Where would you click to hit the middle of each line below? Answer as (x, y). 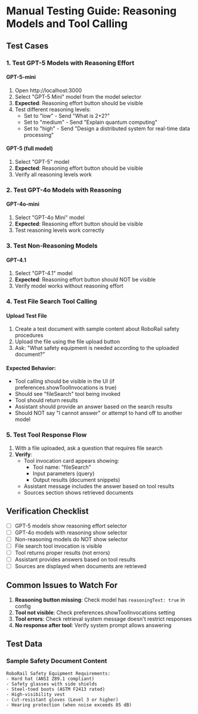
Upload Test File (27, 316)
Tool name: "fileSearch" (62, 467)
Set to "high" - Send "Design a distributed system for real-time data (107, 128)
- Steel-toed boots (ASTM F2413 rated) (56, 689)
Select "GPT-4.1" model (44, 273)
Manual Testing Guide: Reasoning (92, 11)
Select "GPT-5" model (42, 161)
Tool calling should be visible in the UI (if (65, 382)
